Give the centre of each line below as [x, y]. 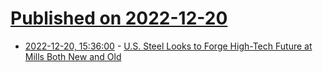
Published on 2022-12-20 [119, 18]
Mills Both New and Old [73, 56]
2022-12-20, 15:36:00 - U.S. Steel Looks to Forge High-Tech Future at [168, 46]
